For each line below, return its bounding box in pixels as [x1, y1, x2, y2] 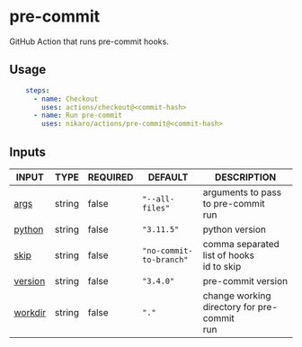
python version [202, 223, 267, 236]
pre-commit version [202, 274, 289, 287]
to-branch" [142, 254, 189, 264]
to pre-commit [202, 197, 265, 209]
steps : [25, 85, 50, 95]
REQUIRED [87, 171, 134, 183]
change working [202, 289, 271, 302]
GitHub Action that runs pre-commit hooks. [9, 36, 169, 47]
